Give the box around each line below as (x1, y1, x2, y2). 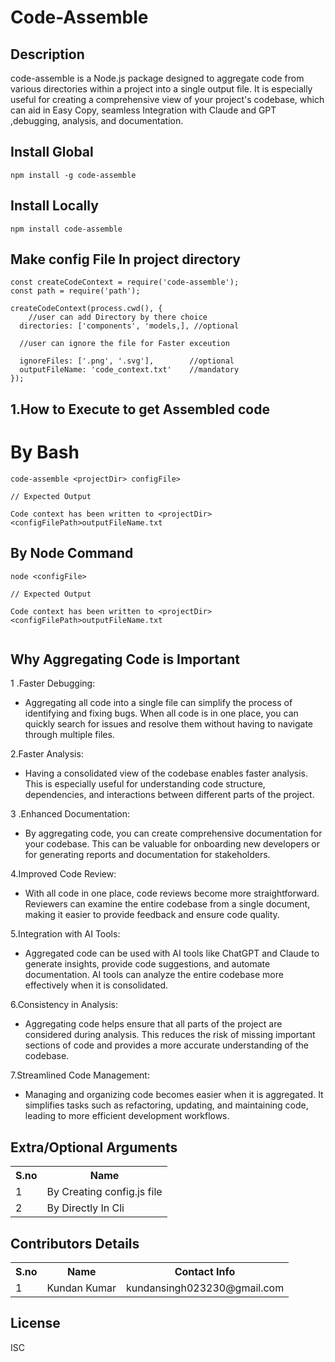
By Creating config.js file (46, 1185, 163, 1199)
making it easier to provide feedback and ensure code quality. (24, 909, 280, 921)
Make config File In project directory (10, 251, 241, 268)
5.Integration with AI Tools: (10, 928, 121, 940)
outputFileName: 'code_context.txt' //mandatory (19, 365, 240, 375)
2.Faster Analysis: (10, 748, 84, 760)
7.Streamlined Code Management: (10, 1069, 150, 1081)
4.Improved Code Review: (10, 868, 117, 880)
